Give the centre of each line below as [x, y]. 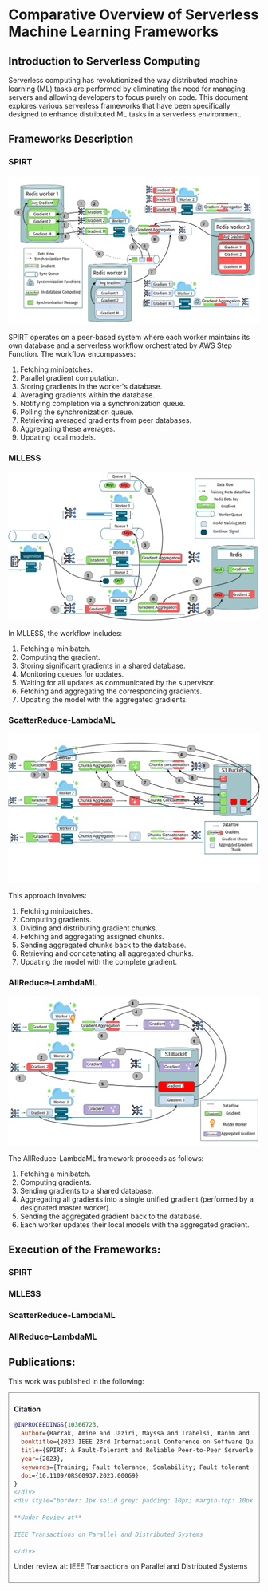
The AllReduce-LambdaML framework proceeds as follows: [106, 1158]
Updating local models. [58, 437]
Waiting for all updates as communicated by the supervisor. [117, 683]
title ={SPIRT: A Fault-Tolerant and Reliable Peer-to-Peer [121, 1451]
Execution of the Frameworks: [85, 1249]
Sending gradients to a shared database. [87, 1190]
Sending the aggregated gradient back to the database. [111, 1216]
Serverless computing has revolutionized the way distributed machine [123, 80]
